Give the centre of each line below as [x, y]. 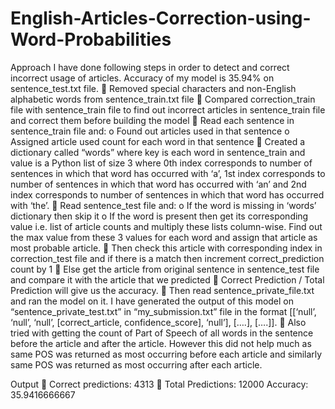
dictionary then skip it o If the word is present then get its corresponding [159, 216]
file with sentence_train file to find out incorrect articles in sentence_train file [168, 109]
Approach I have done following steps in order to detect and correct [150, 67]
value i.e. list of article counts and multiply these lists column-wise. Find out [166, 226]
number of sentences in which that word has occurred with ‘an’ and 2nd [158, 184]
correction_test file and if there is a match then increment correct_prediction [167, 258]
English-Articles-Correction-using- [161, 18]
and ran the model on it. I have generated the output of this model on [152, 301]
